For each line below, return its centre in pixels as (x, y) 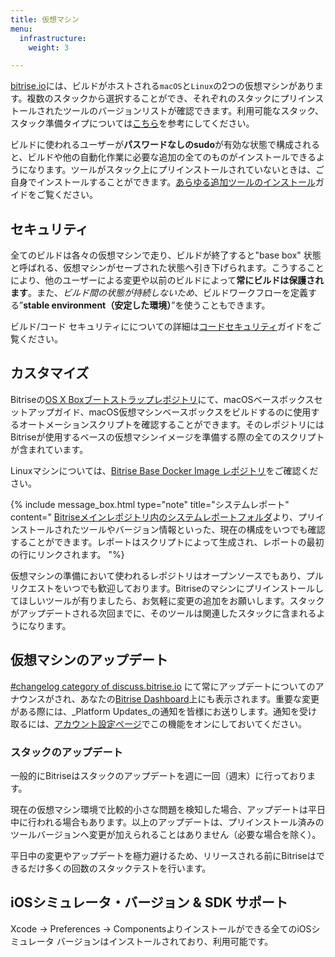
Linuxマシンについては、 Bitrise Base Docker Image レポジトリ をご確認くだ (164, 470)
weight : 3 (49, 47)
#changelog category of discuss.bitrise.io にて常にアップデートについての (163, 686)
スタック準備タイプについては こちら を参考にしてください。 (132, 123)
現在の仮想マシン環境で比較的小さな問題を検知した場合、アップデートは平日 (168, 809)
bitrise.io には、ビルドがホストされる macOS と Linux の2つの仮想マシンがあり (162, 86)
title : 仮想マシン (45, 19)
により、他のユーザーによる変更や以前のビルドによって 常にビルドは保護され (167, 280)
